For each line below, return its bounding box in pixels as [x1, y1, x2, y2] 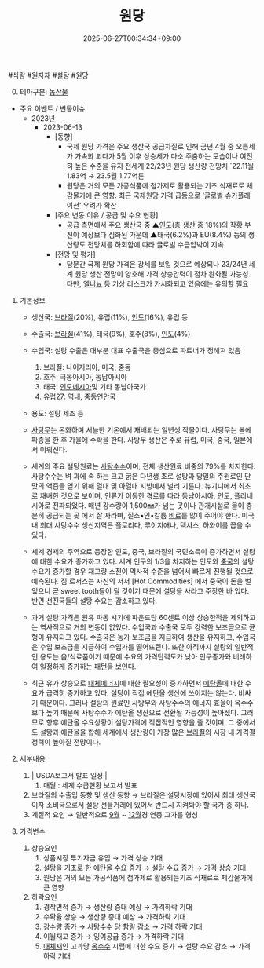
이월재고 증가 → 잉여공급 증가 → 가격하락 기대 [42, 931, 185, 941]
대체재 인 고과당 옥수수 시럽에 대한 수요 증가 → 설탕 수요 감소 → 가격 [42, 941, 251, 951]
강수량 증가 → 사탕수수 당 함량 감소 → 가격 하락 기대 [42, 922, 203, 931]
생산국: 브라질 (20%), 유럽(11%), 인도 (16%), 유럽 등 [31, 312, 189, 322]
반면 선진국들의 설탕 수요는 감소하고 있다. [31, 596, 158, 605]
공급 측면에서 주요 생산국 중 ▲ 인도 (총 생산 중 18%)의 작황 [66, 220, 244, 229]
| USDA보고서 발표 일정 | [31, 770, 108, 780]
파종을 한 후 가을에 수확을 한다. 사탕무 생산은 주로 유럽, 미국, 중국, [31, 435, 232, 444]
